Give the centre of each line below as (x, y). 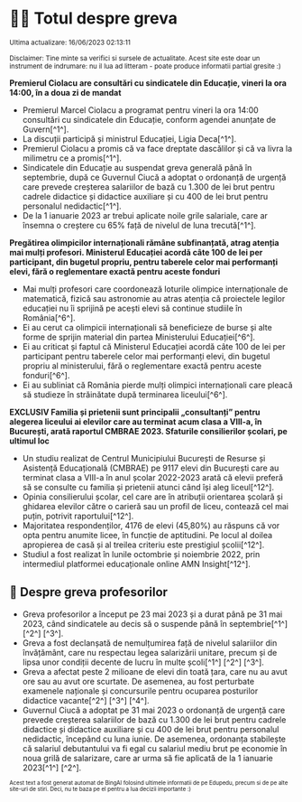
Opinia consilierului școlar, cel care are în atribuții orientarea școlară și (153, 497)
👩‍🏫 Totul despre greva (94, 19)
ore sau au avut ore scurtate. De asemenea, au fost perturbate (138, 681)
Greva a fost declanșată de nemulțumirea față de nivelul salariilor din (150, 643)
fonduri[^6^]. (46, 375)
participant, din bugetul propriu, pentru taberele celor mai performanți (143, 262)
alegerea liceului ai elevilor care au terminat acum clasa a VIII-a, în (136, 421)
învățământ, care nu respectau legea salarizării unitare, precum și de (150, 652)
